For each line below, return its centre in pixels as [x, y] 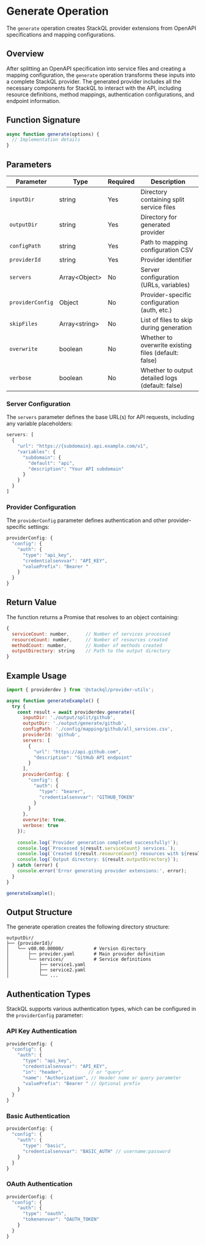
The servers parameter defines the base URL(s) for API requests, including [100, 417]
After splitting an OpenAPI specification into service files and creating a [96, 68]
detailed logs [159, 378]
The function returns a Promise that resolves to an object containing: [92, 617]
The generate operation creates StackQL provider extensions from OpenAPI [101, 28]
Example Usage [37, 676]
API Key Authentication [42, 1031]
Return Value [31, 602]
